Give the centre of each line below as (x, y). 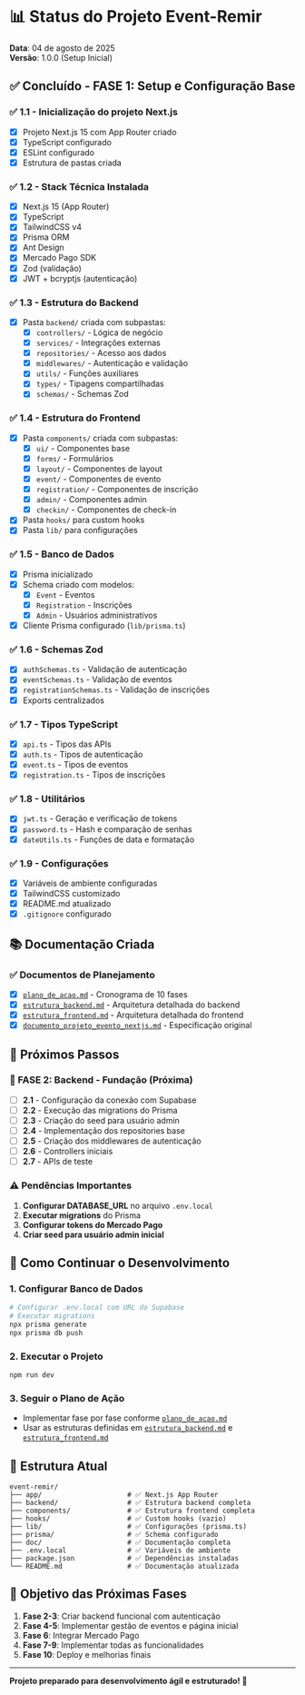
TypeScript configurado (67, 142)
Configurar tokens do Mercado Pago (93, 1224)
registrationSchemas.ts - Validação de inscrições (116, 689)
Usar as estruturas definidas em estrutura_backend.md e (128, 1428)
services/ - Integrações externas (98, 343)
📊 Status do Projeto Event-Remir (136, 17)
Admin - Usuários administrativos (97, 615)
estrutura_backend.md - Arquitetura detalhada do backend (131, 1005)
